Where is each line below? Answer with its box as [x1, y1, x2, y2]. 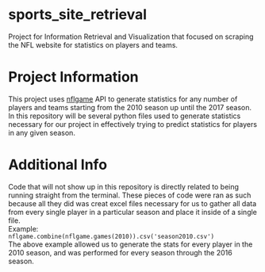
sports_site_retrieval [8, 6, 148, 24]
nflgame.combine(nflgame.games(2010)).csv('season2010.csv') [8, 232, 215, 240]
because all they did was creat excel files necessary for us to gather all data [8, 198, 257, 208]
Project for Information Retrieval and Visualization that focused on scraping [8, 32, 254, 41]
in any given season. [8, 128, 75, 137]
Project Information [8, 68, 139, 86]
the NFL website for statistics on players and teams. [8, 40, 179, 49]
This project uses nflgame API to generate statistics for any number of [8, 94, 238, 104]
